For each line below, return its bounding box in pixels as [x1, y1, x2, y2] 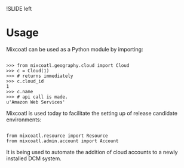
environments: [6, 116, 42, 123]
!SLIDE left [6, 5, 32, 12]
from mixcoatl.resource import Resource [6, 133, 109, 139]
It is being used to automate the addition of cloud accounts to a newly [6, 148, 178, 155]
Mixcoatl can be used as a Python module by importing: [6, 45, 143, 53]
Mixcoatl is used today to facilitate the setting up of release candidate [6, 109, 178, 117]
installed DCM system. [6, 155, 62, 162]
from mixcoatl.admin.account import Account [6, 138, 119, 144]
